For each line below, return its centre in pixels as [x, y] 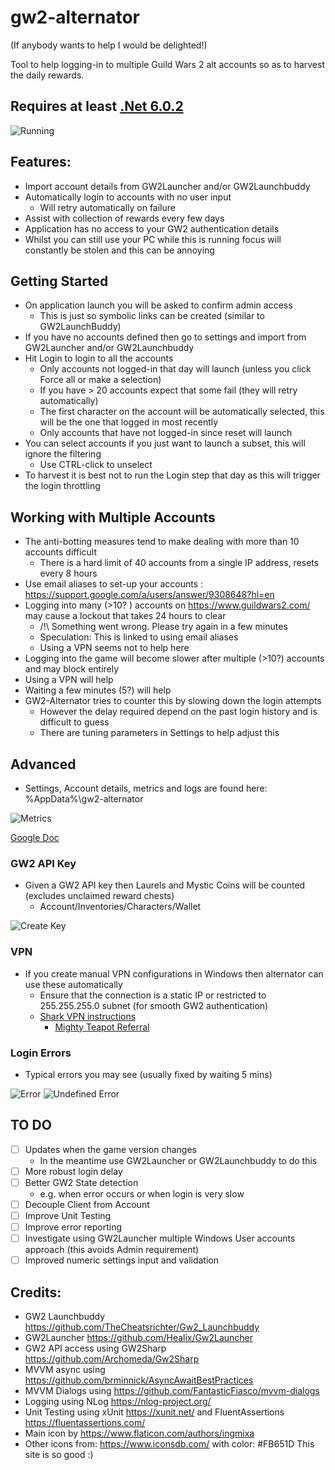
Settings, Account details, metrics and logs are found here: [146, 788]
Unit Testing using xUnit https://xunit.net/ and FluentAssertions [154, 1412]
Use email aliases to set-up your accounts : [114, 584]
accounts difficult [60, 552]
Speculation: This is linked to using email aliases [139, 637]
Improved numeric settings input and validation [121, 1260]
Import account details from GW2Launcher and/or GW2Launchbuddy [167, 186]
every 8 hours [68, 573]
